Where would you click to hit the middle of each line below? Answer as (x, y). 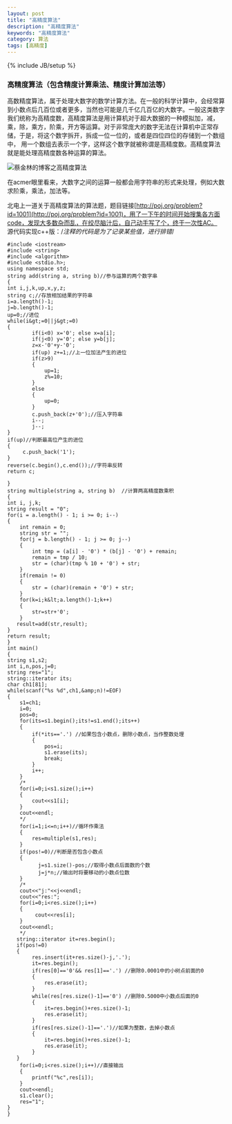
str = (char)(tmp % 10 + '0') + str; (86, 564)
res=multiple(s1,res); (65, 839)
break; (54, 759)
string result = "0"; (38, 509)
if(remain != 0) (43, 576)
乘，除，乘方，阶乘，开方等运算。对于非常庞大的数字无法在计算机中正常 (110, 127)
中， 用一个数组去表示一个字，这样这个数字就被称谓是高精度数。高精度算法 (114, 144)
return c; (21, 472)
